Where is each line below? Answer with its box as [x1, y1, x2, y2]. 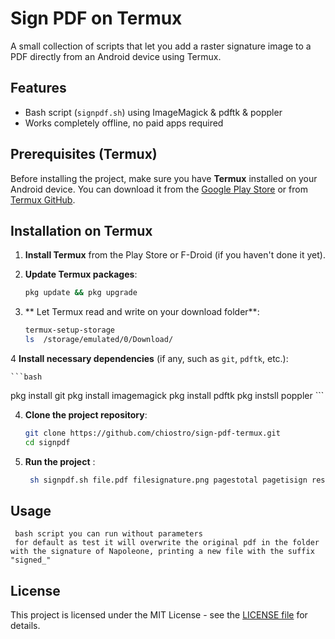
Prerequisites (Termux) [10, 146, 158, 163]
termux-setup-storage [24, 325, 115, 336]
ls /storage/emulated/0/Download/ [24, 335, 174, 345]
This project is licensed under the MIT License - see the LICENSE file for [10, 609, 308, 621]
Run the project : [24, 455, 96, 467]
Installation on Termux [10, 222, 153, 239]
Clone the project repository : [24, 409, 148, 421]
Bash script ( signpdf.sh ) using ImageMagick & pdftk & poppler [24, 106, 283, 118]
